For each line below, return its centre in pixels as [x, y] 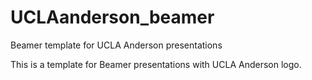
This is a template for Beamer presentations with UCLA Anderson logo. [156, 64]
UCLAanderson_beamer [112, 17]
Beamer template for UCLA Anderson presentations [116, 45]
